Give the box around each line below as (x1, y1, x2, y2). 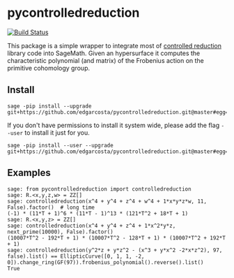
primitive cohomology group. (7, 64, 91, 72)
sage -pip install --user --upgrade (7, 142, 114, 149)
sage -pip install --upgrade (7, 103, 92, 110)
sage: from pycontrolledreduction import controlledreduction (7, 185, 192, 193)
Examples (7, 167, 51, 179)
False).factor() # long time (7, 204, 95, 211)
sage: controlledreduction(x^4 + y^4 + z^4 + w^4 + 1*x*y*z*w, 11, (7, 198, 208, 205)
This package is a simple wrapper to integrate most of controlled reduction (7, 41, 221, 50)
